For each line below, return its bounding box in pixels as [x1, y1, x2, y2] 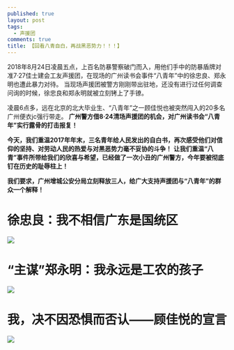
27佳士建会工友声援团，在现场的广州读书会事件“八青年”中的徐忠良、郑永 [18, 71, 226, 79]
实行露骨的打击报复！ [16, 121, 78, 129]
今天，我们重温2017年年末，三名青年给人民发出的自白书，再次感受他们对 [7, 136, 217, 144]
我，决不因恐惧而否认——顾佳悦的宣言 [7, 312, 228, 328]
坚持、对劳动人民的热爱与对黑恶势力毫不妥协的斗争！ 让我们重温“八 [19, 144, 214, 153]
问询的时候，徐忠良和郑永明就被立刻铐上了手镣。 [7, 89, 148, 97]
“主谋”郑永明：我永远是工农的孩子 [7, 262, 204, 278]
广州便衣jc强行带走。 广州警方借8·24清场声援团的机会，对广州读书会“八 [7, 112, 214, 121]
